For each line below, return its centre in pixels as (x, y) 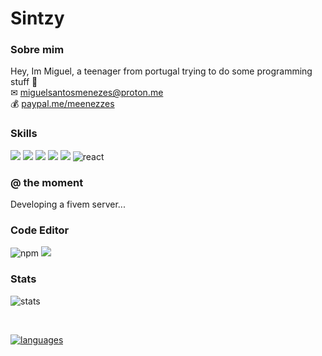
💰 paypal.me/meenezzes (62, 104)
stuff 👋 (24, 82)
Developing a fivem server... (68, 204)
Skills (24, 134)
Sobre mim (37, 50)
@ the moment (47, 182)
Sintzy (37, 18)
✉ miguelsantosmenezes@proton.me (87, 93)
